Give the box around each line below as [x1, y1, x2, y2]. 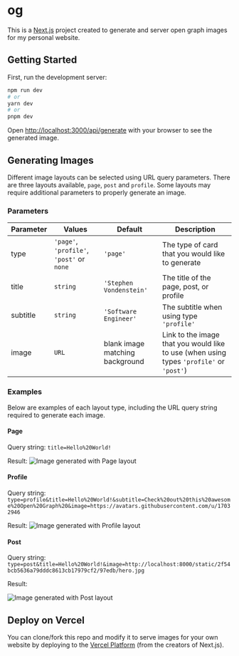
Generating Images [7, 154, 94, 166]
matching [103, 348, 135, 358]
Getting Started [7, 54, 78, 66]
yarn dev [7, 100, 33, 107]
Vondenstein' [103, 286, 148, 294]
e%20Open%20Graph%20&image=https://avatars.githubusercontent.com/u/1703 [7, 502, 231, 509]
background [103, 357, 144, 367]
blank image [103, 339, 145, 349]
